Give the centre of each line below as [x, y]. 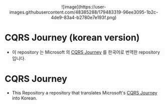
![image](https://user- [84, 7]
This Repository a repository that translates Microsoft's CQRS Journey [85, 92]
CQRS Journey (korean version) [72, 38]
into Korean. [24, 98]
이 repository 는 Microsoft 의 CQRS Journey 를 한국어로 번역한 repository [86, 52]
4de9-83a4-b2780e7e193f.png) [84, 17]
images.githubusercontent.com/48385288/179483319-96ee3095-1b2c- [84, 12]
